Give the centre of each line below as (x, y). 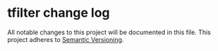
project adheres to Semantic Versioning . (66, 39)
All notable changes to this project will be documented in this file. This (109, 32)
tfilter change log (59, 13)
